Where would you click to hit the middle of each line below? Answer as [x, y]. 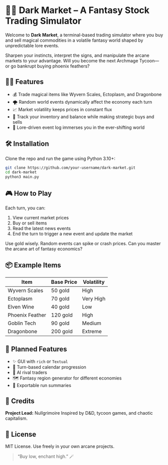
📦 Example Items [33, 265]
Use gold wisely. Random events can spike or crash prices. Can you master [83, 243]
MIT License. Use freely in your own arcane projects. [60, 446]
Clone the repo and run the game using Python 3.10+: [60, 159]
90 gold [60, 323]
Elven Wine [21, 306]
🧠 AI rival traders [30, 372]
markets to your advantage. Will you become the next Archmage [72, 60]
